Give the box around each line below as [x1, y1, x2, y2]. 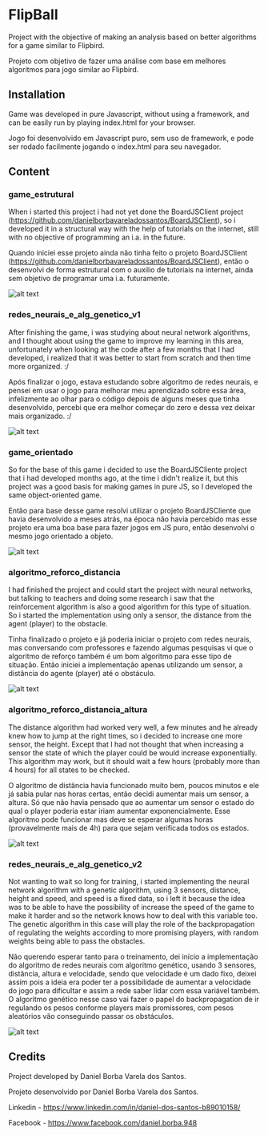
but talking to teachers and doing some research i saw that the [8, 594, 214, 603]
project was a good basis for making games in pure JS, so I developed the [8, 482, 253, 492]
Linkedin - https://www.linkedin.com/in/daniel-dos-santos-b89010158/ [8, 1102, 241, 1112]
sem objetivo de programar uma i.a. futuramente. [8, 274, 170, 284]
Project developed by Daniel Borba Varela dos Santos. [8, 1071, 186, 1081]
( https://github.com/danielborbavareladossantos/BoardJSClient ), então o [8, 256, 250, 266]
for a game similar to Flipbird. [8, 40, 105, 50]
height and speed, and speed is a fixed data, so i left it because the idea [8, 893, 246, 903]
